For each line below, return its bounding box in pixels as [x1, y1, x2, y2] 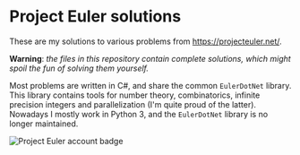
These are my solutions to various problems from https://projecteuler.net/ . [9, 36, 282, 47]
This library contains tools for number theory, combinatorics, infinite [9, 90, 261, 100]
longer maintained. [9, 118, 79, 129]
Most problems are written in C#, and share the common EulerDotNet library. [9, 80, 292, 90]
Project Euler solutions [9, 6, 182, 27]
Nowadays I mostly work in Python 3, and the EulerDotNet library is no [9, 108, 269, 119]
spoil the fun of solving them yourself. [9, 63, 150, 73]
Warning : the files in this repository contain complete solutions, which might [9, 53, 291, 64]
